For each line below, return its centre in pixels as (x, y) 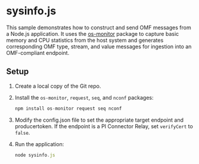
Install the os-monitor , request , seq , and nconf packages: (84, 97)
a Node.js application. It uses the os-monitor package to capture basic (93, 33)
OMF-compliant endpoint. (38, 52)
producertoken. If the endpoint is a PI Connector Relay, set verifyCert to (104, 126)
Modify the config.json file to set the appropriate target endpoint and (99, 120)
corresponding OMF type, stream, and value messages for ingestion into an (99, 47)
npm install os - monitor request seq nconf (68, 109)
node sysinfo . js (35, 155)
